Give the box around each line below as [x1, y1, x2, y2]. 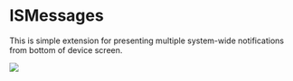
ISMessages [9, 5, 104, 26]
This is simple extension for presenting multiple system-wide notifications [9, 35, 285, 46]
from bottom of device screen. [9, 44, 123, 55]
